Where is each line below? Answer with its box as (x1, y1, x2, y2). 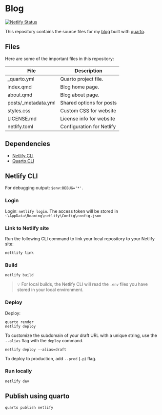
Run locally (5, 368, 32, 374)
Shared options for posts (60, 99, 117, 106)
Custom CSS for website (60, 107, 116, 114)
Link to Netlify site (5, 225, 49, 231)
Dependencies (5, 140, 50, 148)
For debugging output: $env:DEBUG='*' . (5, 185, 83, 191)
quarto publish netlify (5, 405, 54, 410)
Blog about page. (60, 91, 100, 98)
